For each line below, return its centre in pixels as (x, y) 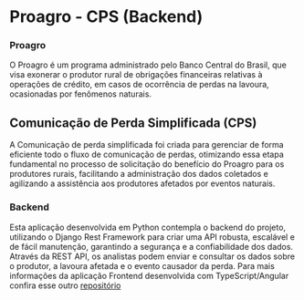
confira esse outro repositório (65, 285)
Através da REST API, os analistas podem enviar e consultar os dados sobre (152, 256)
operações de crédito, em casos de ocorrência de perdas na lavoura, (139, 85)
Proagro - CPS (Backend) (106, 17)
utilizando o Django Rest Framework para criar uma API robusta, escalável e (152, 237)
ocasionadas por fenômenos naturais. (81, 94)
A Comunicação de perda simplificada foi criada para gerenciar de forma (147, 145)
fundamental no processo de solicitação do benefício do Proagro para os (147, 164)
